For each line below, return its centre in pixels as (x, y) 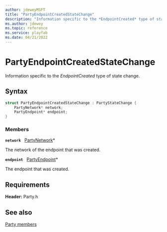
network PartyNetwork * (30, 140)
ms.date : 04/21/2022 (27, 38)
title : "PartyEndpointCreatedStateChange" (50, 14)
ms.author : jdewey (24, 24)
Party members (21, 225)
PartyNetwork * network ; (39, 107)
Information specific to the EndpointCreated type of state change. (73, 76)
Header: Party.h (22, 197)
